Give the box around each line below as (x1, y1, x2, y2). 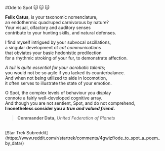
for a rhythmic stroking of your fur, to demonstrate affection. (5, 55, 128, 61)
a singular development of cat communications (5, 45, 101, 50)
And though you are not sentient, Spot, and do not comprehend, (5, 100, 135, 106)
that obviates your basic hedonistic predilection (5, 50, 102, 56)
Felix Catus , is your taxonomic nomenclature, (5, 14, 98, 20)
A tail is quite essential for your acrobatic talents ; (5, 64, 105, 70)
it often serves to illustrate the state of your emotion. (5, 80, 112, 86)
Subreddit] (26, 130, 48, 135)
